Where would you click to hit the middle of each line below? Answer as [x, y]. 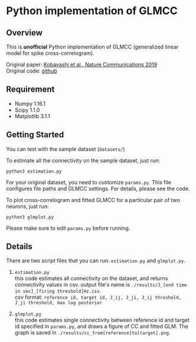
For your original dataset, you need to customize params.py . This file [89, 182]
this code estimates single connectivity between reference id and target [102, 320]
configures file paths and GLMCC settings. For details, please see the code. [98, 188]
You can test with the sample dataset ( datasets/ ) [66, 149]
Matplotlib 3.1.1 [32, 116]
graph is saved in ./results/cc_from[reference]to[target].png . [92, 333]
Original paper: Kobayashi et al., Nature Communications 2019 [82, 64]
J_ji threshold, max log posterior [58, 303]
